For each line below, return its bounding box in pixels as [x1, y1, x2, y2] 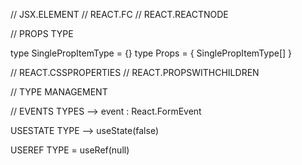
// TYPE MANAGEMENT [10, 86, 108, 98]
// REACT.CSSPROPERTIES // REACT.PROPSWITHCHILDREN [10, 67, 260, 78]
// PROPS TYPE [10, 28, 74, 39]
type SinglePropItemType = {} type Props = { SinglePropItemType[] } [10, 47, 293, 59]
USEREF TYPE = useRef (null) [10, 144, 130, 156]
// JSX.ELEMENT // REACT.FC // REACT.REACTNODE [10, 9, 229, 20]
